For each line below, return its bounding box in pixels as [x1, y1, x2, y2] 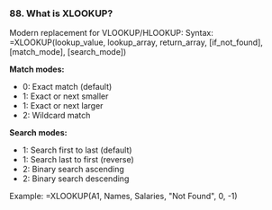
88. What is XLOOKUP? [9, 7, 113, 20]
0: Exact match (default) [22, 82, 113, 92]
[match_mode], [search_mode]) [9, 47, 127, 57]
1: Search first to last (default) [22, 144, 132, 155]
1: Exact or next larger [22, 101, 104, 111]
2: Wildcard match [22, 110, 91, 121]
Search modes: [9, 127, 68, 138]
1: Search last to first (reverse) [22, 154, 135, 165]
